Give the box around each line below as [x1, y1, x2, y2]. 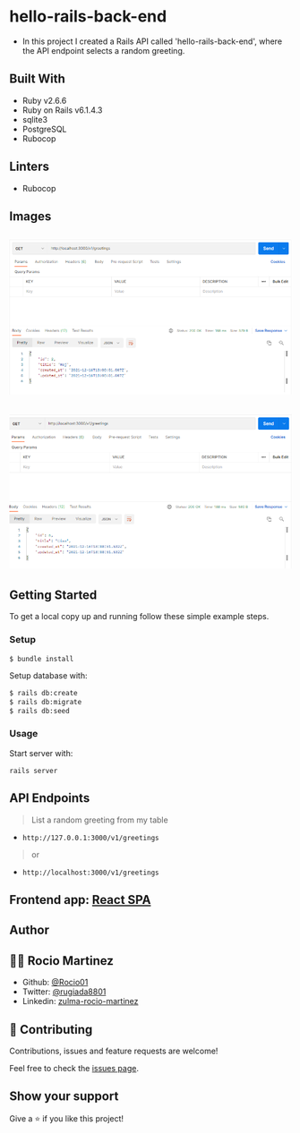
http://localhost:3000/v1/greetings [21, 868, 159, 877]
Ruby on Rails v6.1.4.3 [21, 105, 103, 115]
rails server [9, 766, 58, 775]
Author [9, 923, 49, 938]
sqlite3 [21, 114, 47, 124]
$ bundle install [9, 655, 74, 664]
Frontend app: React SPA [9, 892, 151, 907]
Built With [9, 72, 65, 87]
